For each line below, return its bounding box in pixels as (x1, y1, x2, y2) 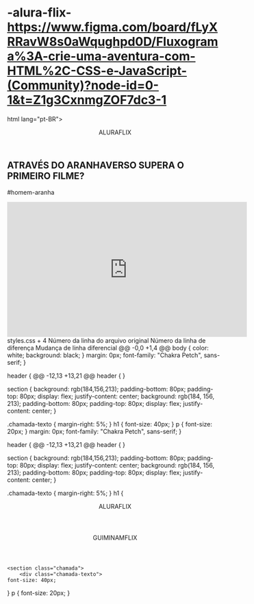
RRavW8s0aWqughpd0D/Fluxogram (7, 34, 218, 49)
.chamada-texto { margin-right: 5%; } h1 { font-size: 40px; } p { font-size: (7, 420, 213, 428)
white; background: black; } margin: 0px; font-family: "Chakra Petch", (7, 351, 203, 359)
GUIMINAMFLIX (92, 533, 138, 542)
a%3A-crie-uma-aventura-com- (7, 49, 196, 64)
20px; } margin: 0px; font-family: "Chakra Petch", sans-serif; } (7, 427, 182, 436)
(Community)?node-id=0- (7, 77, 160, 93)
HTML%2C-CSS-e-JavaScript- (7, 63, 187, 79)
